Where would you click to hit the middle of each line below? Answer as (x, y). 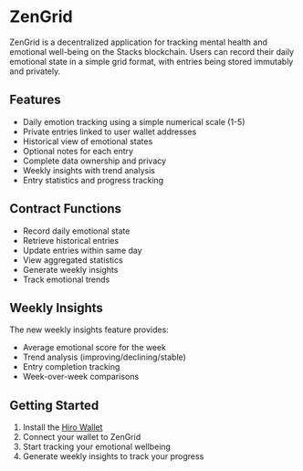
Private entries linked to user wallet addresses (110, 131)
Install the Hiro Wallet (63, 427)
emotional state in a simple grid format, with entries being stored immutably (151, 61)
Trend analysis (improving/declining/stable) (104, 357)
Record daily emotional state (76, 231)
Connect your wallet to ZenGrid (82, 437)
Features (35, 100)
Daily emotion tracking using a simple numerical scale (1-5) (134, 121)
